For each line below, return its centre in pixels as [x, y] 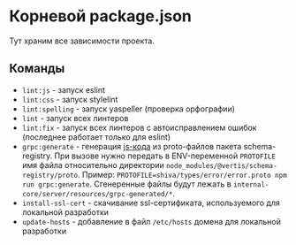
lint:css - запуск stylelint [70, 99]
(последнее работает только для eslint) [96, 137]
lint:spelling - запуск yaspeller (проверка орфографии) [129, 109]
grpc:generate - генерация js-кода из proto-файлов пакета [132, 146]
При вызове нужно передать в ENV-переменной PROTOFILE [165, 156]
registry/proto [50, 175]
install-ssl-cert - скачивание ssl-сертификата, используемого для [151, 203]
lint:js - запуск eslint [64, 89]
